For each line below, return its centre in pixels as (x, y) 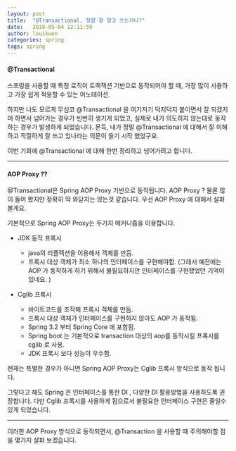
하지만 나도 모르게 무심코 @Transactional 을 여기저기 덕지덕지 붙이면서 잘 (108, 109)
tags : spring (26, 47)
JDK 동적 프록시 (39, 238)
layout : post (26, 14)
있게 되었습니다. (29, 410)
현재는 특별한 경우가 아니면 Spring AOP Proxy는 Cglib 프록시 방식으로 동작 (110, 369)
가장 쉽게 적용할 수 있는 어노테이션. (62, 94)
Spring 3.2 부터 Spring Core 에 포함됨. (81, 327)
